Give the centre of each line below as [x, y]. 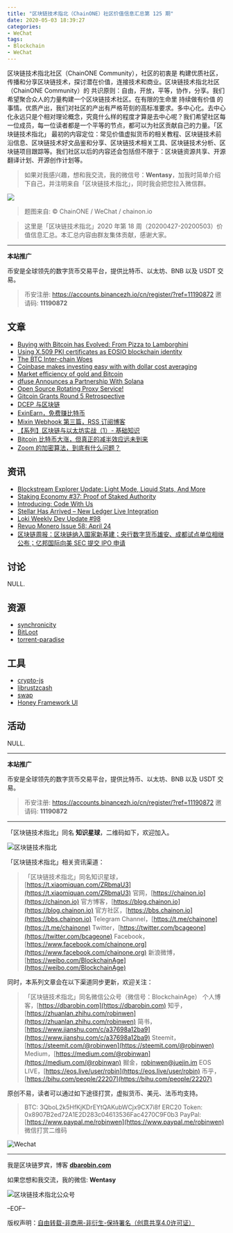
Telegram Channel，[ [123, 919]
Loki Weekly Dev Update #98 [59, 518]
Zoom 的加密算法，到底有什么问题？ [69, 448]
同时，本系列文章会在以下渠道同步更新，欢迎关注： [80, 982]
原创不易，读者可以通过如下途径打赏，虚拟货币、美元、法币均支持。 [104, 1093]
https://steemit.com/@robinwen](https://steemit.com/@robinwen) [121, 1045]
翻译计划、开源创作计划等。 [47, 160]
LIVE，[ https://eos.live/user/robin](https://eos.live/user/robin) [112, 1071]
